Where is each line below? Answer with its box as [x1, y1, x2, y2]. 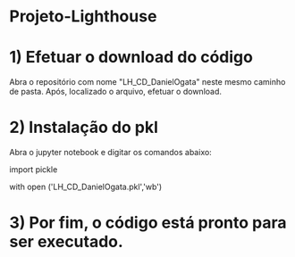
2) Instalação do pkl [9, 118, 159, 137]
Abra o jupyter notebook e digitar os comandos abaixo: [9, 147, 212, 158]
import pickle [9, 164, 58, 175]
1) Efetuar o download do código [9, 47, 253, 68]
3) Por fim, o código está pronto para [9, 212, 288, 233]
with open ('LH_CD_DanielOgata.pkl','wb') [9, 181, 163, 193]
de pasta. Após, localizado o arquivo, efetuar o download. [9, 87, 222, 97]
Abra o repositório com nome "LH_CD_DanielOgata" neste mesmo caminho [9, 77, 286, 87]
